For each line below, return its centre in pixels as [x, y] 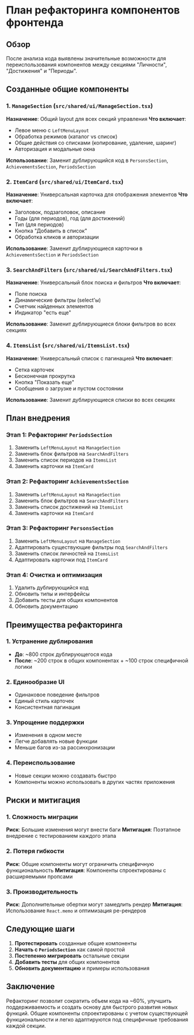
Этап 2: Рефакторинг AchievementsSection [67, 482]
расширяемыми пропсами [40, 876]
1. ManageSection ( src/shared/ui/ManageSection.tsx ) [80, 106]
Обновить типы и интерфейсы [52, 594]
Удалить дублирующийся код [52, 588]
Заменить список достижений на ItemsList [69, 507]
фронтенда [35, 23]
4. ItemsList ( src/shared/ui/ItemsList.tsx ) [68, 346]
